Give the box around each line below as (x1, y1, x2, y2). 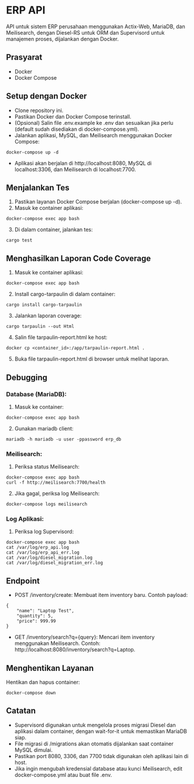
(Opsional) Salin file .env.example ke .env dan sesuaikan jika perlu (14, 119, 174, 126)
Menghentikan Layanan (6, 663, 94, 673)
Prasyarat (6, 52, 43, 62)
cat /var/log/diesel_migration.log (6, 555, 93, 561)
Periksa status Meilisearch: (14, 463, 80, 470)
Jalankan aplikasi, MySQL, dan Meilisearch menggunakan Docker (14, 131, 172, 138)
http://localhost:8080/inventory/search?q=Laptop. (14, 646, 136, 653)
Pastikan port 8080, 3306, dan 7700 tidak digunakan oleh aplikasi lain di (14, 752, 189, 759)
